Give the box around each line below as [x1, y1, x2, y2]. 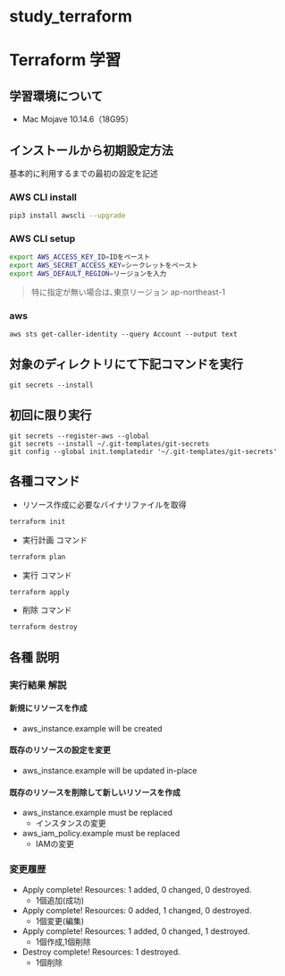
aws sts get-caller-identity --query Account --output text [9, 330, 239, 339]
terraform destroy [9, 622, 78, 632]
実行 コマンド [21, 569, 72, 580]
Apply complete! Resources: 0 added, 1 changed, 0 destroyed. [21, 904, 252, 915]
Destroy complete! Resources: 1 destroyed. [21, 946, 180, 957]
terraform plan [9, 552, 66, 561]
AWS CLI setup [9, 233, 76, 245]
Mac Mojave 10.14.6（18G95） [21, 114, 134, 124]
